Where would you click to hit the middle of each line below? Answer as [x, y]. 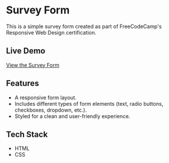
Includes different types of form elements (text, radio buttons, [89, 103]
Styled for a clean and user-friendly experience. [72, 116]
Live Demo [26, 51]
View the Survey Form [33, 65]
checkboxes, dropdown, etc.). [51, 110]
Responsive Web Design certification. [51, 32]
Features [23, 83]
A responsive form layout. [46, 98]
